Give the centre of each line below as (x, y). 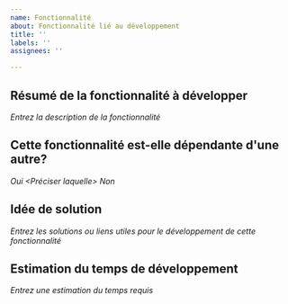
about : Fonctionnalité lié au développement (95, 26)
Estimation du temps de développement (124, 268)
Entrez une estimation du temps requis (82, 291)
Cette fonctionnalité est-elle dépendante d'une (145, 145)
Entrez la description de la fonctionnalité (85, 117)
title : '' (29, 34)
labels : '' (31, 43)
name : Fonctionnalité (51, 18)
